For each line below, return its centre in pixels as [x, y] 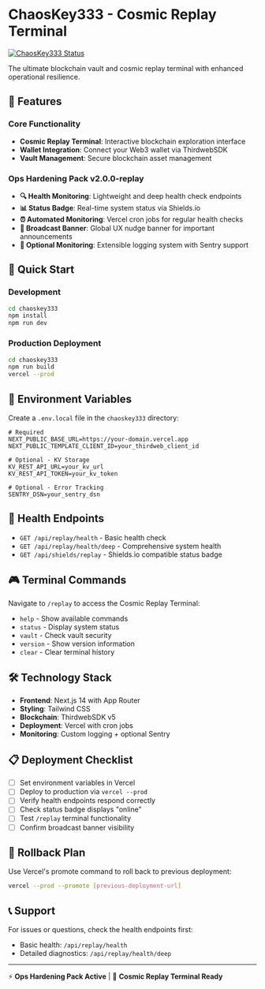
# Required [26, 432]
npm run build [32, 367]
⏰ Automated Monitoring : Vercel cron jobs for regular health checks [131, 219]
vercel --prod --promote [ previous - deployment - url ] [95, 886]
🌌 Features [35, 101]
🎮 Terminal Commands [67, 580]
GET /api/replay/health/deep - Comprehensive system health [120, 546]
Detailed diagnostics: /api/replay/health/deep [95, 954]
